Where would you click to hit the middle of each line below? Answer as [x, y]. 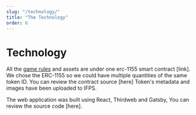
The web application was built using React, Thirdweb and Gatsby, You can [98, 100]
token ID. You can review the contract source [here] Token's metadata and [98, 82]
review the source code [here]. [44, 106]
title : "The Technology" [37, 17]
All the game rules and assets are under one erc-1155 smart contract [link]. [98, 69]
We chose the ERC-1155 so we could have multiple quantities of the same [97, 75]
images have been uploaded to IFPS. [52, 88]
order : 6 [17, 23]
